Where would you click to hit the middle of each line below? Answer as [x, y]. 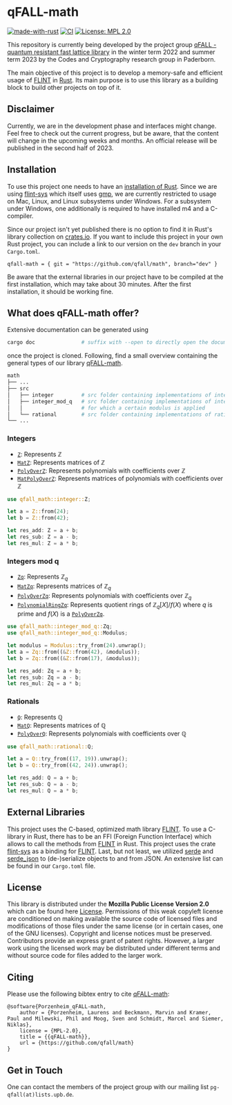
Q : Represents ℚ [40, 717]
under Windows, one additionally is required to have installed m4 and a [108, 208]
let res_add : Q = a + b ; [43, 778]
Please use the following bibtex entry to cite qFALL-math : [88, 994]
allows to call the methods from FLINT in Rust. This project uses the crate [112, 843]
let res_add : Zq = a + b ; [44, 671]
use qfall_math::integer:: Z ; [49, 499]
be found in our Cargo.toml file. [51, 866]
